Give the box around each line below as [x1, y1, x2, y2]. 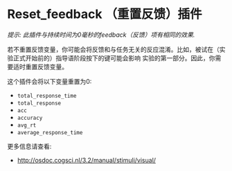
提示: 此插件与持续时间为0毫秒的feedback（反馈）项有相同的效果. [7, 30, 195, 39]
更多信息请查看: [7, 142, 52, 150]
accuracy [17, 114, 43, 121]
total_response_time [17, 92, 77, 99]
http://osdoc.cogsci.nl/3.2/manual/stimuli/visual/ [17, 156, 157, 164]
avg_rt [17, 122, 37, 129]
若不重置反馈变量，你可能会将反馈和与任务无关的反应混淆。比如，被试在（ [7, 45, 220, 53]
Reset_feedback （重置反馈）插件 [7, 6, 202, 22]
